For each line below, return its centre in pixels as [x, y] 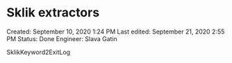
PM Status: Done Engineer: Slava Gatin [62, 38]
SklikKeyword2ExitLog [39, 52]
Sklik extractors [53, 13]
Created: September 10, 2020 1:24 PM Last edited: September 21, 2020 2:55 [116, 32]
